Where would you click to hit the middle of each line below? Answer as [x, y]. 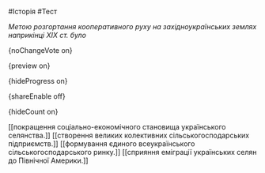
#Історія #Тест [33, 11]
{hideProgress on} [38, 81]
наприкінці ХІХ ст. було [47, 35]
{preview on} [29, 66]
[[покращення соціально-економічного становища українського [117, 127]
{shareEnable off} [37, 96]
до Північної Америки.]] [48, 160]
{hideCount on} [33, 111]
